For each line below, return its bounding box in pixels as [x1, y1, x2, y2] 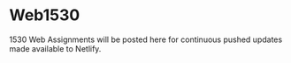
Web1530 [9, 5, 80, 25]
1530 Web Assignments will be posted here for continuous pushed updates [9, 34, 283, 45]
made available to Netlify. [9, 43, 102, 53]
